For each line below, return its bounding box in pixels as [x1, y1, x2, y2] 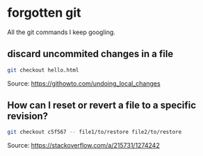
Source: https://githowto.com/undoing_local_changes [7, 79, 161, 88]
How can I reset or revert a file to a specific [7, 100, 197, 111]
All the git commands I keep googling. [7, 28, 116, 36]
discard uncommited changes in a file [7, 48, 174, 60]
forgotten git [7, 5, 81, 21]
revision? [7, 110, 49, 123]
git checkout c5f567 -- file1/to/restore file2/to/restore [7, 129, 182, 136]
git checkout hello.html [7, 66, 79, 74]
